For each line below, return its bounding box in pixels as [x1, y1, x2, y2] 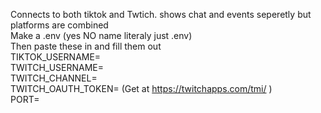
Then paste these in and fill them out [10, 40, 162, 52]
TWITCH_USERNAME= [10, 62, 105, 73]
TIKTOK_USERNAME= [10, 51, 102, 63]
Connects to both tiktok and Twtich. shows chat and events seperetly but [10, 9, 312, 20]
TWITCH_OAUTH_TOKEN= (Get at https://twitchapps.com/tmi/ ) [10, 83, 273, 94]
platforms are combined [10, 19, 109, 31]
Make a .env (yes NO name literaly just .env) [10, 30, 193, 41]
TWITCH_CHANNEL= [10, 72, 98, 84]
